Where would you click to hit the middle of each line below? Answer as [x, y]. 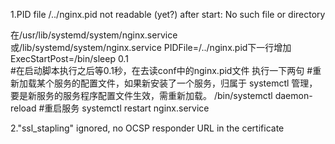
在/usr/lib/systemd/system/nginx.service [94, 35]
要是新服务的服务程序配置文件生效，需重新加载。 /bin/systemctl [141, 95]
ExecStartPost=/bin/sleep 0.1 [69, 58]
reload [23, 108]
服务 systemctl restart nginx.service [135, 108]
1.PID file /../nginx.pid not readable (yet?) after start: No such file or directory [168, 14]
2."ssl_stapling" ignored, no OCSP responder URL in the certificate [147, 128]
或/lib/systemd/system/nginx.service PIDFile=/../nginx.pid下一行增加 [151, 47]
